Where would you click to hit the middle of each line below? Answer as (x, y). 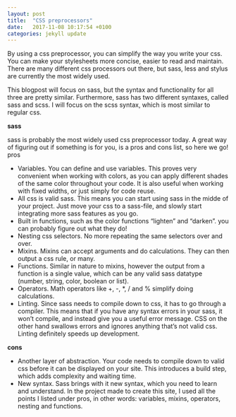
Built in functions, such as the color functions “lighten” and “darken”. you (123, 221)
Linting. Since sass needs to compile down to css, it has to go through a (122, 304)
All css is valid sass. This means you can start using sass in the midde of (123, 199)
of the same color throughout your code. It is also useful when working (120, 184)
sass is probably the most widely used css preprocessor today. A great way (117, 140)
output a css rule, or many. (56, 259)
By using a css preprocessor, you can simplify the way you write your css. (115, 54)
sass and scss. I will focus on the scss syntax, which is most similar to (109, 105)
